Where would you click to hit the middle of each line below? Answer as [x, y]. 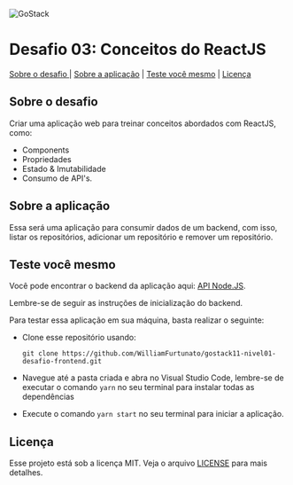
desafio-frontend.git [62, 362]
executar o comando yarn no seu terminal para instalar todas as [138, 387]
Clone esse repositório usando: [79, 338]
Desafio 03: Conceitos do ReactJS [138, 50]
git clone [40, 354]
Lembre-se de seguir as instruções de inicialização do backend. [126, 303]
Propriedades [47, 159]
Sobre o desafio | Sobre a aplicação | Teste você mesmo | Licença [130, 74]
